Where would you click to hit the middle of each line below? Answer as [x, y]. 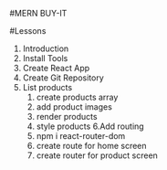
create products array [77, 97]
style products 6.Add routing [90, 126]
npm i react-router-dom [81, 136]
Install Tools [45, 58]
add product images [74, 107]
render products [67, 117]
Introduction [46, 48]
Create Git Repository [63, 78]
